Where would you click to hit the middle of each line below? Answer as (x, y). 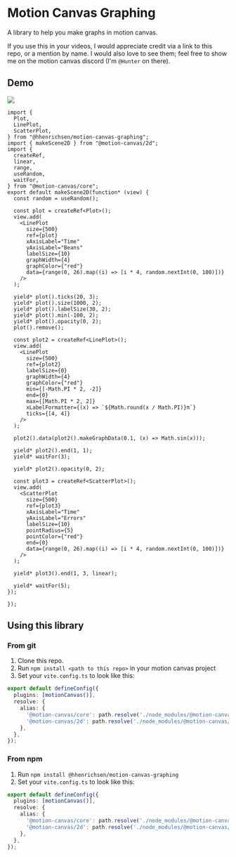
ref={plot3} (43, 506)
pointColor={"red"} (54, 536)
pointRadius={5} (50, 530)
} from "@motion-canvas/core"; (53, 186)
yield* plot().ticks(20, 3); (56, 296)
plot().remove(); (39, 327)
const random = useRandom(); (56, 198)
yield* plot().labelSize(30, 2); (63, 309)
